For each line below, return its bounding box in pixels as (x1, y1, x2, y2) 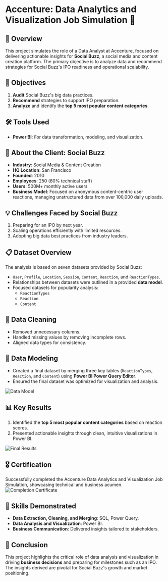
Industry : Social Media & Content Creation (12, 162, 101, 168)
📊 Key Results (5, 403, 52, 412)
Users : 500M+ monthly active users (12, 183, 88, 189)
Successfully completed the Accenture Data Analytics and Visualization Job (5, 476, 163, 482)
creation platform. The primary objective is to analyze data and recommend (5, 59, 162, 64)
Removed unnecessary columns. (12, 328, 81, 334)
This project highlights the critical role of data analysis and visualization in (5, 554, 159, 560)
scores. (12, 424, 29, 430)
